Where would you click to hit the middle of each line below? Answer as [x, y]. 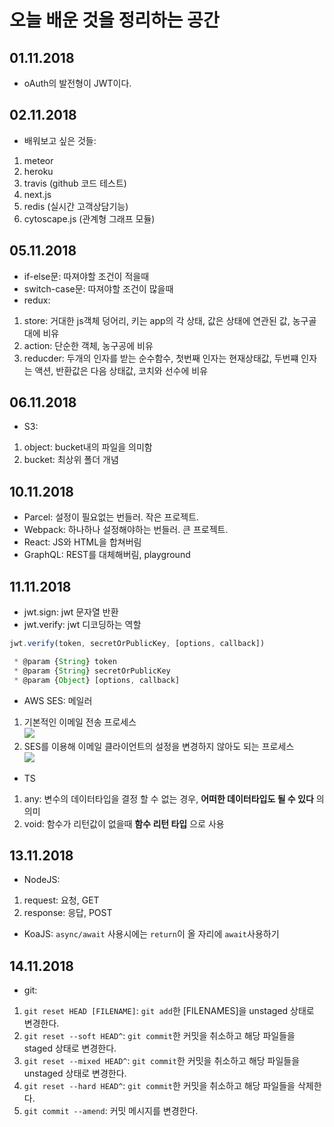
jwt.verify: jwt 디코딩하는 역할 [82, 625]
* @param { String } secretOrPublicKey [92, 671]
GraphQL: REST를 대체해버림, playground [107, 555]
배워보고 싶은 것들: [60, 140]
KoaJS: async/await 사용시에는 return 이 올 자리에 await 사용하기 [151, 934]
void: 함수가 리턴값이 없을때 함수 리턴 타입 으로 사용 [124, 823]
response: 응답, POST [68, 913]
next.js [37, 194]
